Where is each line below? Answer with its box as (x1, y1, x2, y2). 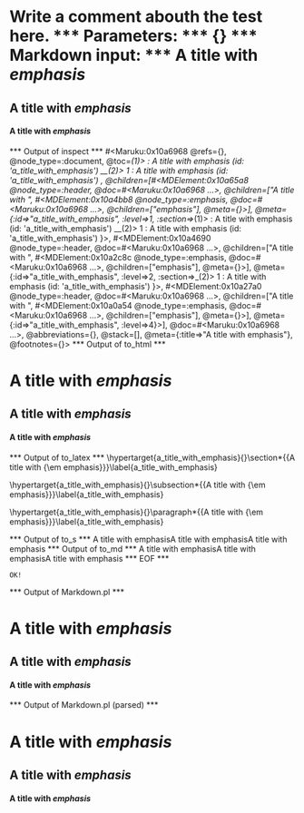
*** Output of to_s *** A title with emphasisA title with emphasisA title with (9, 534, 288, 544)
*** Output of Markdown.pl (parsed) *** (9, 700, 159, 710)
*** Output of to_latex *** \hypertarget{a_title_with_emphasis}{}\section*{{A (9, 452, 296, 463)
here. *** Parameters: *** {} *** (9, 25, 258, 46)
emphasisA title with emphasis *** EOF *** (9, 553, 170, 563)
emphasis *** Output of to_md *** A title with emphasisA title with (9, 543, 257, 554)
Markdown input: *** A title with (9, 45, 259, 65)
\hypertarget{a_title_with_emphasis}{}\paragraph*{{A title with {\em (9, 506, 264, 517)
